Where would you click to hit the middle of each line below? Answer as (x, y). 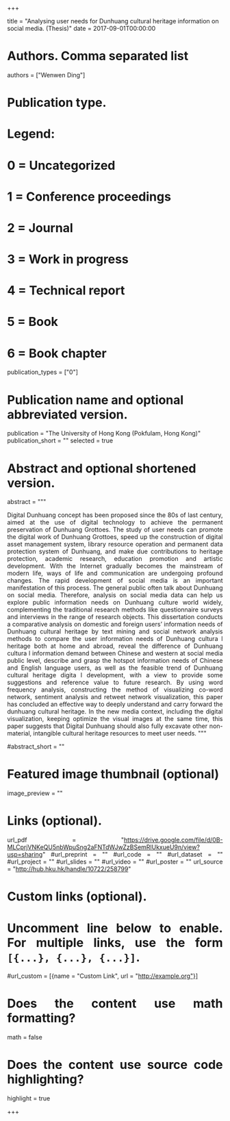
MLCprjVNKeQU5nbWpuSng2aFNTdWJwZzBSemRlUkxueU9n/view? (104, 847)
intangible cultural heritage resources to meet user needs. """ (120, 733)
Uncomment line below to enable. (115, 928)
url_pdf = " (66, 840)
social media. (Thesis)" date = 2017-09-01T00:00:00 (81, 28)
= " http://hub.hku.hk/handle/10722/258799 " (69, 869)
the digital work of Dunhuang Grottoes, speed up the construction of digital (115, 537)
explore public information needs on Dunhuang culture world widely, (115, 603)
